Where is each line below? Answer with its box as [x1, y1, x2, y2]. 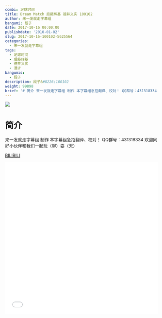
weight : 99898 [5, 84, 34, 89]
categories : [5, 39, 29, 44]
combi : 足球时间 [5, 7, 35, 12]
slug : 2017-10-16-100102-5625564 [5, 34, 73, 39]
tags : [5, 48, 16, 52]
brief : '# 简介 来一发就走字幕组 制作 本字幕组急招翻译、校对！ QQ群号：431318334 [5, 88, 157, 93]
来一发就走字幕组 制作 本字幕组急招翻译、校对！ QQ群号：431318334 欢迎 [5, 137, 153, 143]
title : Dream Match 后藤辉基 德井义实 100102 [5, 12, 93, 17]
